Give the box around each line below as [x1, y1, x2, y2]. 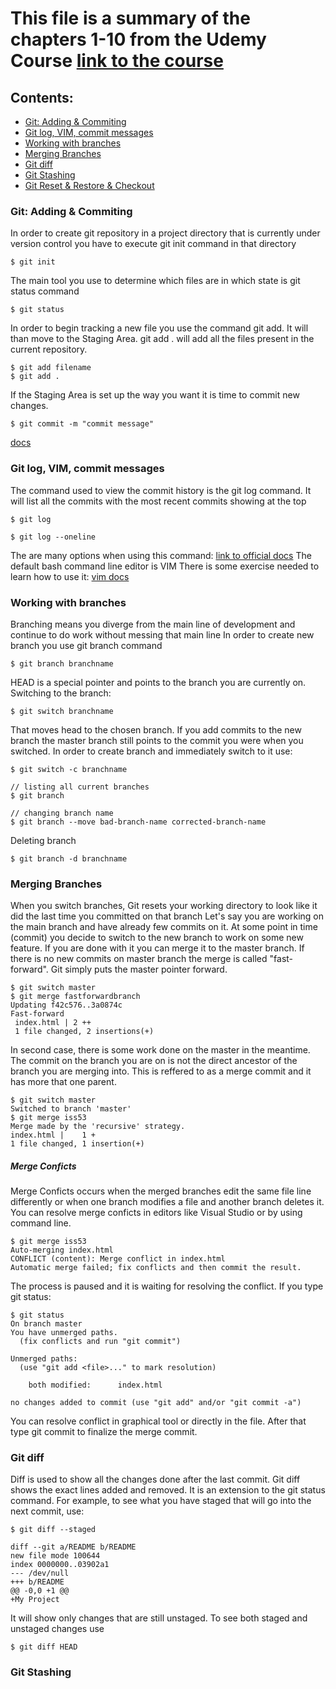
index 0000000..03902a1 [10, 1560, 110, 1570]
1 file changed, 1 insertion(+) [10, 1139, 145, 1149]
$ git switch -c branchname [10, 764, 128, 774]
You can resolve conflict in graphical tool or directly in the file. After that [10, 1415, 307, 1427]
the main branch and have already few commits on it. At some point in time [10, 921, 318, 933]
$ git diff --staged [10, 1525, 97, 1535]
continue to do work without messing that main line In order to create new [10, 628, 315, 641]
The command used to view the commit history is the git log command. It [10, 484, 312, 496]
